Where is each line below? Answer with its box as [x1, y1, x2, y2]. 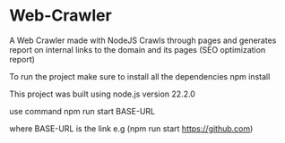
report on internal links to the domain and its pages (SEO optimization [9, 44, 266, 55]
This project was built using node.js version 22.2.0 [9, 88, 195, 99]
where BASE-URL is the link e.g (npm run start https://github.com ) [9, 122, 254, 134]
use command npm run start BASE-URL [9, 105, 156, 116]
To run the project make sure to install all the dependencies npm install [9, 71, 271, 81]
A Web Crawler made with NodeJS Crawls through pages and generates [9, 35, 277, 46]
